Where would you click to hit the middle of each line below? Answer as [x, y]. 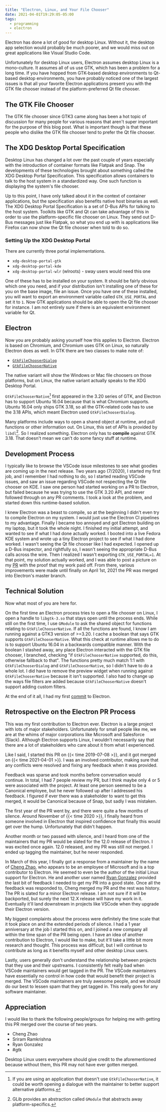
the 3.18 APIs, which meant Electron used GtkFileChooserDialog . [70, 412]
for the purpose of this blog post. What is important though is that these [78, 127]
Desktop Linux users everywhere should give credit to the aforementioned [81, 1059]
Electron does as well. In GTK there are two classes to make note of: [75, 350]
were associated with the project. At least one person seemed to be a [76, 785]
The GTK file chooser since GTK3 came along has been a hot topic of [76, 116]
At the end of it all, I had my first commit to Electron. [58, 696]
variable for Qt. [21, 313]
